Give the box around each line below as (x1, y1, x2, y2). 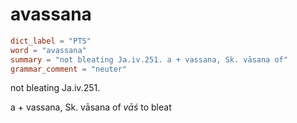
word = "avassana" (10, 45, 87, 55)
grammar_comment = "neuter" (10, 64, 128, 74)
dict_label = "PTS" (10, 36, 92, 46)
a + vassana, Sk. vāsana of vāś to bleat (10, 101, 172, 113)
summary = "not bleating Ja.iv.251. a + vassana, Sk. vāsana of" (10, 54, 288, 65)
